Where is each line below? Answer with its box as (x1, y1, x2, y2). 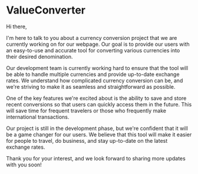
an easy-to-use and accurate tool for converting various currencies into (6, 46, 180, 53)
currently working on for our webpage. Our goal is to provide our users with (6, 41, 190, 48)
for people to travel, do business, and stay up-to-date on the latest (6, 137, 168, 144)
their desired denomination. (6, 53, 73, 60)
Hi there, (6, 23, 27, 30)
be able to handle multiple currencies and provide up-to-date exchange (6, 71, 180, 78)
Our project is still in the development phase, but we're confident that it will (6, 125, 189, 132)
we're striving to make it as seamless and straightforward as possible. (6, 83, 176, 90)
